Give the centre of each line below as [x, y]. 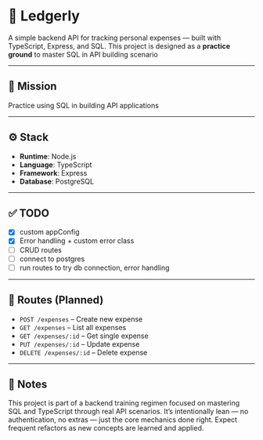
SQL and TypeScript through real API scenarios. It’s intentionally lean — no [128, 412]
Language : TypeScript [56, 165]
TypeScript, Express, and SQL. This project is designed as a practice [119, 45]
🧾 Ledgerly [44, 16]
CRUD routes [41, 249]
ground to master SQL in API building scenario [83, 54]
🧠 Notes [28, 384]
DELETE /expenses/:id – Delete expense [83, 352]
